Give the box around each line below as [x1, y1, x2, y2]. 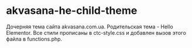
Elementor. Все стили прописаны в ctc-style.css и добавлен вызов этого [6, 29, 186, 36]
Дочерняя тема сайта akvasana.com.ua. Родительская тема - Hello [6, 23, 174, 30]
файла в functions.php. [6, 35, 63, 42]
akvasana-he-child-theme [6, 4, 138, 17]
